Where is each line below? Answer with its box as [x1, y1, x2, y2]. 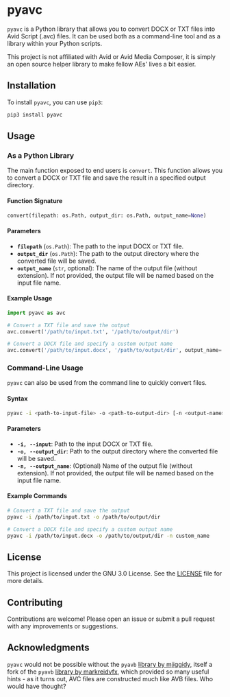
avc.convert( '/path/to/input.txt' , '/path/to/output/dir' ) [7, 328, 179, 335]
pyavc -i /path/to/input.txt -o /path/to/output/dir [7, 513, 161, 520]
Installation [7, 80, 56, 91]
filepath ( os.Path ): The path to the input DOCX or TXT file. [16, 242, 184, 250]
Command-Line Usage [7, 363, 84, 373]
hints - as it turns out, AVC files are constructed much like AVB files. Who [7, 674, 214, 683]
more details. [7, 577, 44, 585]
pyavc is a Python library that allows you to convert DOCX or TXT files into [7, 25, 216, 33]
